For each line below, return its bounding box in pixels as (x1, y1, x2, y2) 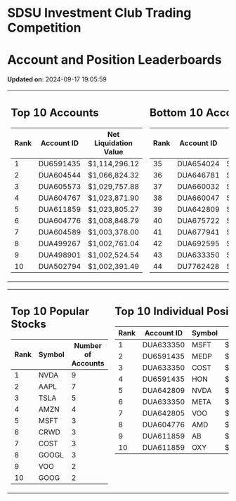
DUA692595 (176, 239, 220, 248)
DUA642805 (142, 408, 185, 418)
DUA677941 (176, 227, 220, 236)
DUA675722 (176, 215, 220, 225)
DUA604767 (38, 193, 81, 203)
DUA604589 (38, 227, 81, 236)
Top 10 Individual (114, 305, 204, 319)
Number (73, 341, 102, 351)
